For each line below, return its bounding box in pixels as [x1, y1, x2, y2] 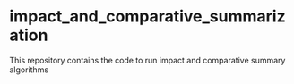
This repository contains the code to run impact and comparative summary [9, 55, 286, 65]
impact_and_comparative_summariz [9, 6, 286, 27]
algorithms [9, 64, 49, 75]
